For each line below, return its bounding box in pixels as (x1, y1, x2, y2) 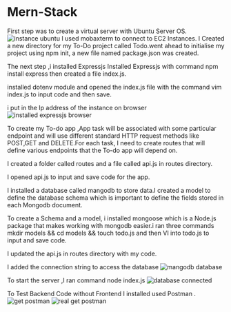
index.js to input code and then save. (7, 90, 112, 98)
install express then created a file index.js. (7, 70, 127, 78)
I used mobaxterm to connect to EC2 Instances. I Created (61, 34, 225, 42)
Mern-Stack (7, 4, 78, 20)
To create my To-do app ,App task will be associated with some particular (7, 124, 217, 132)
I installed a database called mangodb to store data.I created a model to (7, 186, 211, 194)
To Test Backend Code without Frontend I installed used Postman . (7, 289, 197, 298)
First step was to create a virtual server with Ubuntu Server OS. (7, 27, 188, 35)
